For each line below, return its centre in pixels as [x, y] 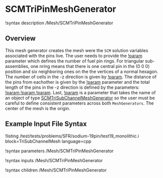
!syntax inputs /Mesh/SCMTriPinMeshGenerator [54, 160]
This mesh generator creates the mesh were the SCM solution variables [77, 50]
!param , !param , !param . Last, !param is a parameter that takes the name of [81, 92]
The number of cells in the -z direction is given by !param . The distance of [81, 77]
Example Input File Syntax [46, 124]
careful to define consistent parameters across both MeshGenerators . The [80, 103]
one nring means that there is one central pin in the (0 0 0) [90, 66]
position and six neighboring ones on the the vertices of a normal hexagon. [82, 71]
